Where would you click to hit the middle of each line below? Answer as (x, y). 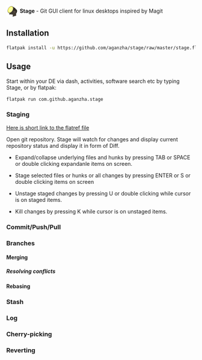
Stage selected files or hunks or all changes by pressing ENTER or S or (103, 175)
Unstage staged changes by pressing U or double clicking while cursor (103, 193)
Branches (20, 243)
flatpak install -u (31, 47)
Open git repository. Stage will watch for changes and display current (92, 139)
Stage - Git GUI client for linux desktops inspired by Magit (91, 11)
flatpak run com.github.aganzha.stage (55, 99)
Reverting (21, 350)
